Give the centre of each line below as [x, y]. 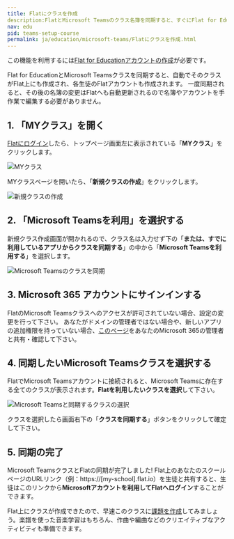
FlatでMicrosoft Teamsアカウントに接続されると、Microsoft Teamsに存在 [112, 381]
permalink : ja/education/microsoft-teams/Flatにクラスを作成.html [102, 40]
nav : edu [20, 26]
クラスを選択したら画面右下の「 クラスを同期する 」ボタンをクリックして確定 [117, 419]
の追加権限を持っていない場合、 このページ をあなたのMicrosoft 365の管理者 [116, 330]
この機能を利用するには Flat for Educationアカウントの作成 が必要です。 [109, 61]
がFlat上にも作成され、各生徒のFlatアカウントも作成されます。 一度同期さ [113, 84]
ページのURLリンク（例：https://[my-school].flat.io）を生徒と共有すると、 [114, 479]
